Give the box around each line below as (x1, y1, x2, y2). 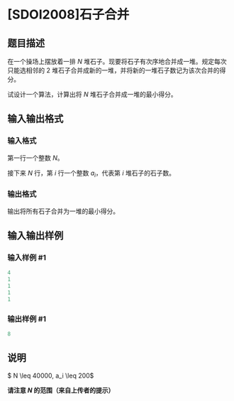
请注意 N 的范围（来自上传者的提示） (7, 385, 115, 395)
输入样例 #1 (7, 253, 46, 263)
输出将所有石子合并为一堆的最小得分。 (7, 207, 119, 215)
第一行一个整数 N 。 (7, 154, 64, 162)
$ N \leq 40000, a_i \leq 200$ (7, 371, 94, 380)
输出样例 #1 (7, 314, 46, 324)
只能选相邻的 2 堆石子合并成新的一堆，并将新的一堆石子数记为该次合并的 (7, 66, 220, 75)
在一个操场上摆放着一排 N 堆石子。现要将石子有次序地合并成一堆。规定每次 (7, 58, 227, 65)
